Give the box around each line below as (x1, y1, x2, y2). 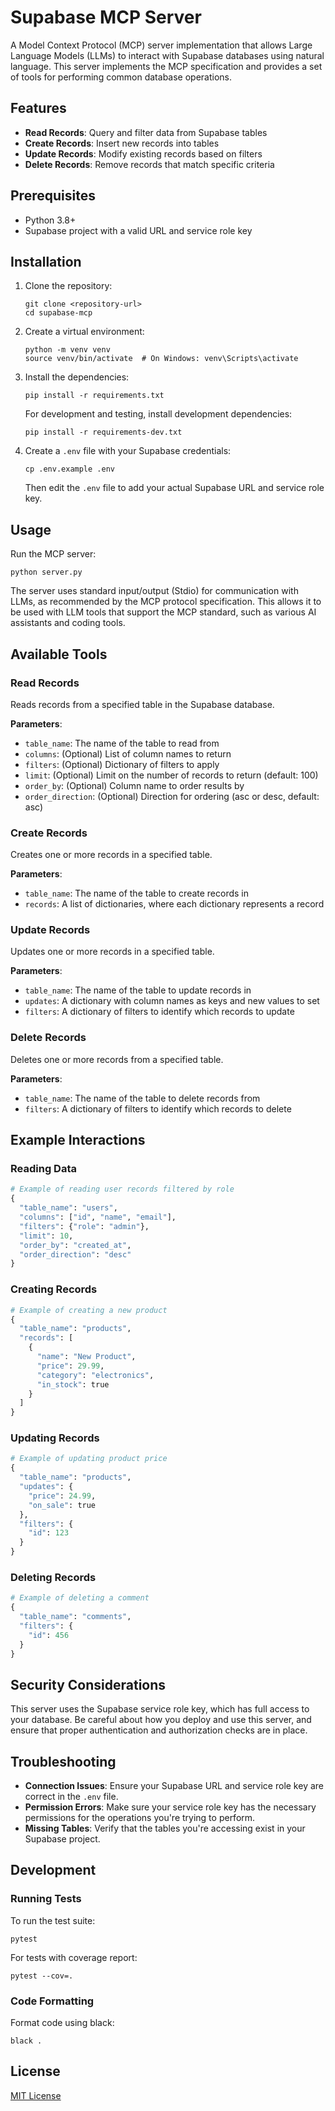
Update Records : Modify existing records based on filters (24, 147, 263, 160)
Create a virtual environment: (24, 326, 145, 338)
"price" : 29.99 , (36, 1361, 105, 1371)
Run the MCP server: (10, 548, 97, 560)
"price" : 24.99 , (28, 1491, 97, 1501)
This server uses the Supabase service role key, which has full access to (10, 1703, 310, 1715)
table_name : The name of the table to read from (24, 737, 220, 749)
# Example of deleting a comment (10, 1593, 150, 1603)
